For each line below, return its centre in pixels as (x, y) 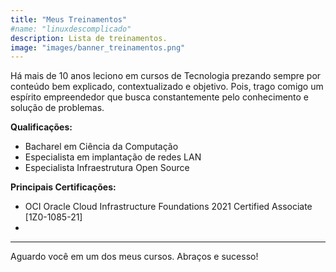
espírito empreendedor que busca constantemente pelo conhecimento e (160, 97)
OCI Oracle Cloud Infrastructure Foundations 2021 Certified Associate (168, 207)
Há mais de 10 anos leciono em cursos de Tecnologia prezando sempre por (166, 76)
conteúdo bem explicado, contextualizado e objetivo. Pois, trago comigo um (167, 87)
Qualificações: (41, 127)
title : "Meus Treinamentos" (69, 19)
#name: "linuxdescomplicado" (71, 29)
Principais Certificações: (63, 187)
